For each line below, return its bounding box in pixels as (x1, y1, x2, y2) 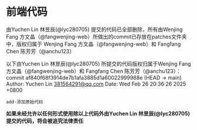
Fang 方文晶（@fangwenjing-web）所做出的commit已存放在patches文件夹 (6, 33, 187, 40)
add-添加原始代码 (6, 99, 43, 105)
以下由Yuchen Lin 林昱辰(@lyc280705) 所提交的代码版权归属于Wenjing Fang (6, 60, 191, 67)
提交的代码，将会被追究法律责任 (6, 117, 84, 124)
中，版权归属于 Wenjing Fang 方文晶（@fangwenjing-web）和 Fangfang (6, 40, 181, 47)
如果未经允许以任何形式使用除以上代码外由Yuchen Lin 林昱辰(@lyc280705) (6, 110, 190, 117)
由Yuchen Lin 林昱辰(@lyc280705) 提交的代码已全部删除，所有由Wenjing (6, 26, 183, 33)
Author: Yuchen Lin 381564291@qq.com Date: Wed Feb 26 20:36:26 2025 (6, 80, 186, 87)
